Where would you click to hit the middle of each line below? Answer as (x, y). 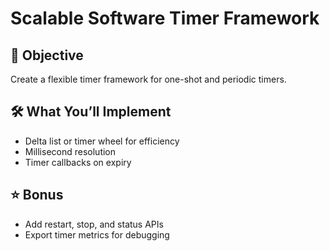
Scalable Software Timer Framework (165, 18)
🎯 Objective (47, 55)
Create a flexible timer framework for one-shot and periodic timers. (148, 79)
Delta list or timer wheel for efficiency (102, 141)
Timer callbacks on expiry (78, 162)
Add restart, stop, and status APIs (94, 224)
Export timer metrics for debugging (97, 234)
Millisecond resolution (70, 151)
